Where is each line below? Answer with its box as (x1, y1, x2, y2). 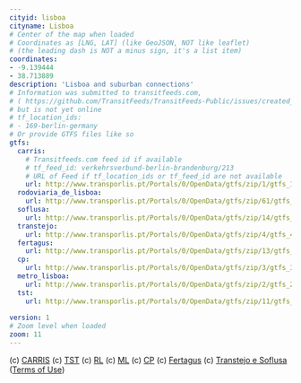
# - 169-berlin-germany (9, 122, 99, 131)
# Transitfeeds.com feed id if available (25, 154, 182, 164)
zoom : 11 (9, 330, 42, 339)
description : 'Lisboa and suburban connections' (9, 80, 194, 89)
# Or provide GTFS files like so (9, 130, 134, 139)
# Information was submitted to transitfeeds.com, (9, 88, 202, 97)
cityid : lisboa (9, 13, 66, 22)
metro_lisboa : (17, 272, 70, 281)
